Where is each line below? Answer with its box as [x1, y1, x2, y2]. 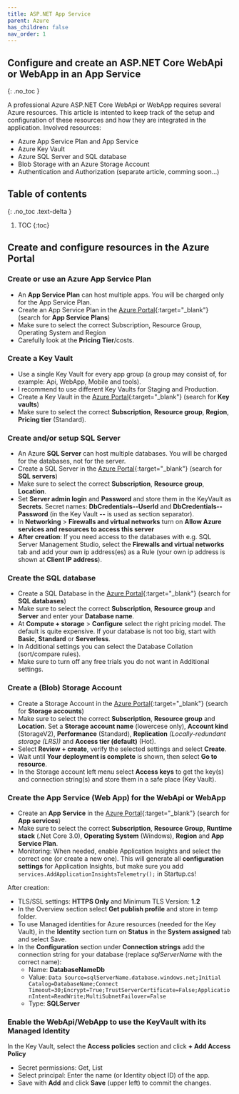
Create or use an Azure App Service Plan [7, 274, 152, 284]
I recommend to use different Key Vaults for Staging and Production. [17, 384, 219, 393]
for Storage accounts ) [17, 707, 84, 715]
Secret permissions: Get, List [17, 1063, 103, 1072]
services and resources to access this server [17, 525, 155, 533]
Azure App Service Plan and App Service [17, 137, 139, 146]
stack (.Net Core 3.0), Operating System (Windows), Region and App [17, 832, 225, 840]
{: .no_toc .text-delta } [7, 207, 72, 215]
